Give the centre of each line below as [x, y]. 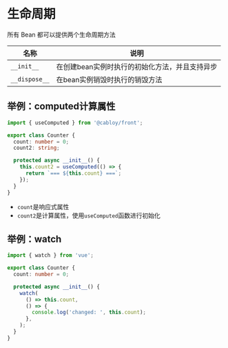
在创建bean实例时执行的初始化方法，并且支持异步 [137, 66]
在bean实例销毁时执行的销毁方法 [109, 79]
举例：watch [34, 239]
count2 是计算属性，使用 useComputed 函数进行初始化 [89, 215]
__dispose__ [30, 79]
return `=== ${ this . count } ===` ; [73, 173]
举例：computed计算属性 [61, 107]
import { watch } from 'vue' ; [51, 255]
